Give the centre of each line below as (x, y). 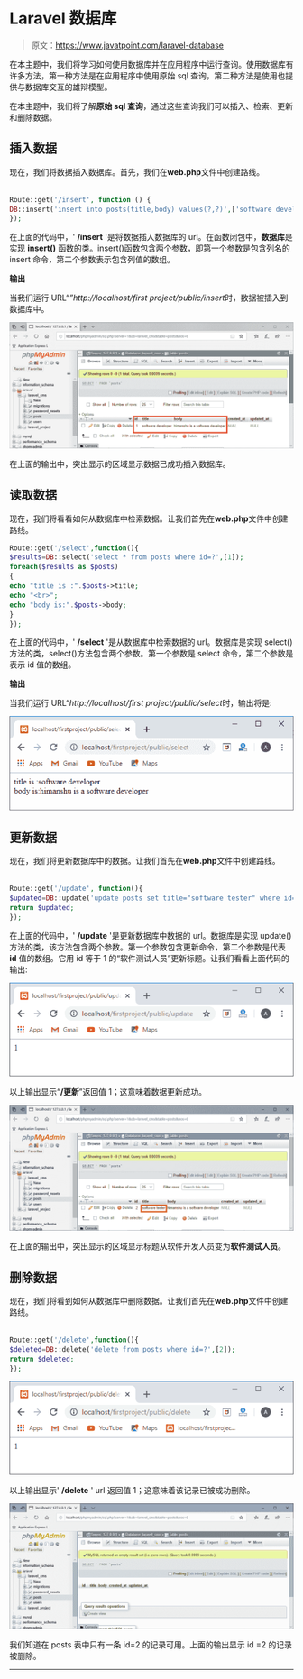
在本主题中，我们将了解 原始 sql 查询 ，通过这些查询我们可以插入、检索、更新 (151, 106)
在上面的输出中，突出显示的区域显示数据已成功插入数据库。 (120, 463)
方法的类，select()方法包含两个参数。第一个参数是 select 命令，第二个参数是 (151, 654)
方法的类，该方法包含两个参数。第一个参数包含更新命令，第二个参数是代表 (147, 947)
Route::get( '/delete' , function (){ (74, 1340)
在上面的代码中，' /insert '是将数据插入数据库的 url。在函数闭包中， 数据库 (147, 237)
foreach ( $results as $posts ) (64, 567)
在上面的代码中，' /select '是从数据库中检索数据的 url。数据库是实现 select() (151, 642)
